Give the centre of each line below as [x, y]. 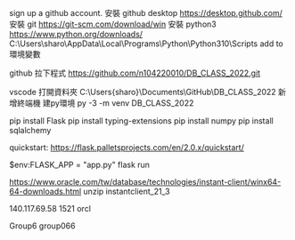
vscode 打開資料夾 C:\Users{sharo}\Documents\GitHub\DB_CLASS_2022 [143, 92]
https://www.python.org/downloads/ [76, 34]
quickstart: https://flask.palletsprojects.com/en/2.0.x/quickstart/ [127, 148]
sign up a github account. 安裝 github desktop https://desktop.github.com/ [146, 13]
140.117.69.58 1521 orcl [50, 208]
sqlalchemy [30, 130]
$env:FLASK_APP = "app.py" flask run [79, 164]
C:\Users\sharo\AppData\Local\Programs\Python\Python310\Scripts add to [146, 44]
